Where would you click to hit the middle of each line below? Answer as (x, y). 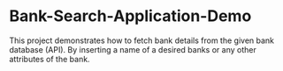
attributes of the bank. (50, 59)
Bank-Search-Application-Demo (130, 16)
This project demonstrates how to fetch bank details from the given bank (142, 40)
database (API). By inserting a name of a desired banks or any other (133, 49)
